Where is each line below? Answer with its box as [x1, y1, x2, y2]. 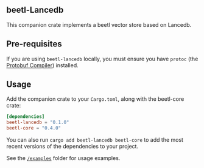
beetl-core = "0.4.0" [6, 125, 62, 131]
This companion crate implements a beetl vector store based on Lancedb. [6, 21, 192, 28]
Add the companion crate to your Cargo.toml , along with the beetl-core [6, 95, 185, 103]
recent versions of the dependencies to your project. [6, 143, 139, 150]
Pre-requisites [6, 39, 62, 49]
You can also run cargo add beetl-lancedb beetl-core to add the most [6, 136, 184, 144]
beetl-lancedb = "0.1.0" [6, 119, 69, 126]
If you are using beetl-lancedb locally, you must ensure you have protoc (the [6, 55, 199, 62]
